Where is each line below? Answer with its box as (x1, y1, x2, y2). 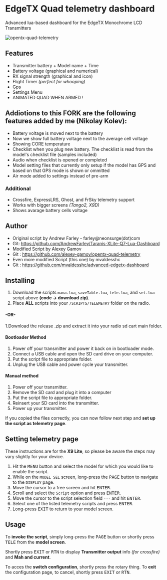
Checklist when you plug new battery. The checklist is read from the (12, 146, 153, 152)
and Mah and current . (5, 554, 51, 560)
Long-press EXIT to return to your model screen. (12, 506, 114, 512)
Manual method (5, 373, 39, 379)
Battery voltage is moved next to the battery (12, 130, 103, 136)
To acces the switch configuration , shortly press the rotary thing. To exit (5, 563, 156, 569)
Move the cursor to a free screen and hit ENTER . (12, 484, 111, 490)
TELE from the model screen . (5, 539, 66, 545)
